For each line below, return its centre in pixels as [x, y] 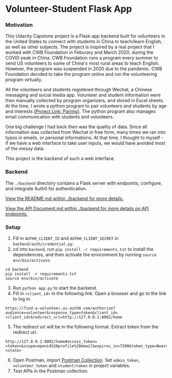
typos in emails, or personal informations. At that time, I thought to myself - [84, 138]
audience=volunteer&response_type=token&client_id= [61, 313]
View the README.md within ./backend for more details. [64, 198]
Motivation [19, 25]
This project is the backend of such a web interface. [60, 158]
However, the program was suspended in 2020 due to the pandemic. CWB [84, 69]
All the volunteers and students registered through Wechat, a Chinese [79, 90]
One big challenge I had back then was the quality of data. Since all [76, 127]
